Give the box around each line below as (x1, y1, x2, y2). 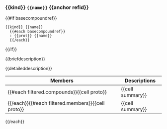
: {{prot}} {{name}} (9, 34, 52, 39)
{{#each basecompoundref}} (9, 29, 66, 34)
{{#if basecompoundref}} (5, 15, 57, 21)
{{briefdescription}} (5, 56, 46, 62)
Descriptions (124, 77, 156, 84)
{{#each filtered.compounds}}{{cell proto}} (7, 88, 107, 95)
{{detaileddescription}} (5, 66, 52, 72)
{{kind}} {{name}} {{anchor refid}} (5, 4, 89, 11)
